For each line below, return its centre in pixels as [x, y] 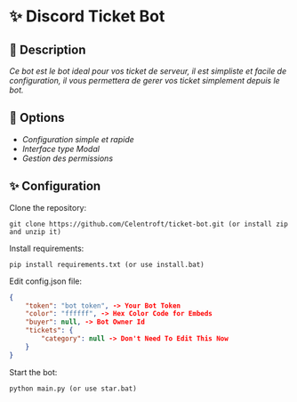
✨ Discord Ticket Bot [87, 16]
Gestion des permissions [68, 158]
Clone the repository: [48, 207]
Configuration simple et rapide [78, 139]
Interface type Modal [61, 149]
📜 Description [48, 49]
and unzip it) [36, 232]
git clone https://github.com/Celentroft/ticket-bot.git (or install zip [149, 224]
